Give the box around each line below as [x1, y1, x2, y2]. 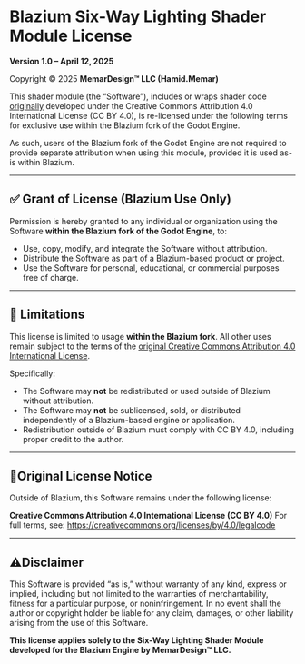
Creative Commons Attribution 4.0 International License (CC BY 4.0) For [9, 510, 288, 521]
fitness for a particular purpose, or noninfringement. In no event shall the [9, 598, 281, 609]
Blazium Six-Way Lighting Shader [9, 6, 267, 27]
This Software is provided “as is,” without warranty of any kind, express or [9, 579, 288, 590]
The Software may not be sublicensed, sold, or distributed [22, 404, 241, 415]
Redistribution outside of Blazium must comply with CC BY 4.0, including [22, 424, 295, 435]
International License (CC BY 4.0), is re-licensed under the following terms [9, 110, 289, 121]
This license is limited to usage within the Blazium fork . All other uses [9, 331, 271, 342]
